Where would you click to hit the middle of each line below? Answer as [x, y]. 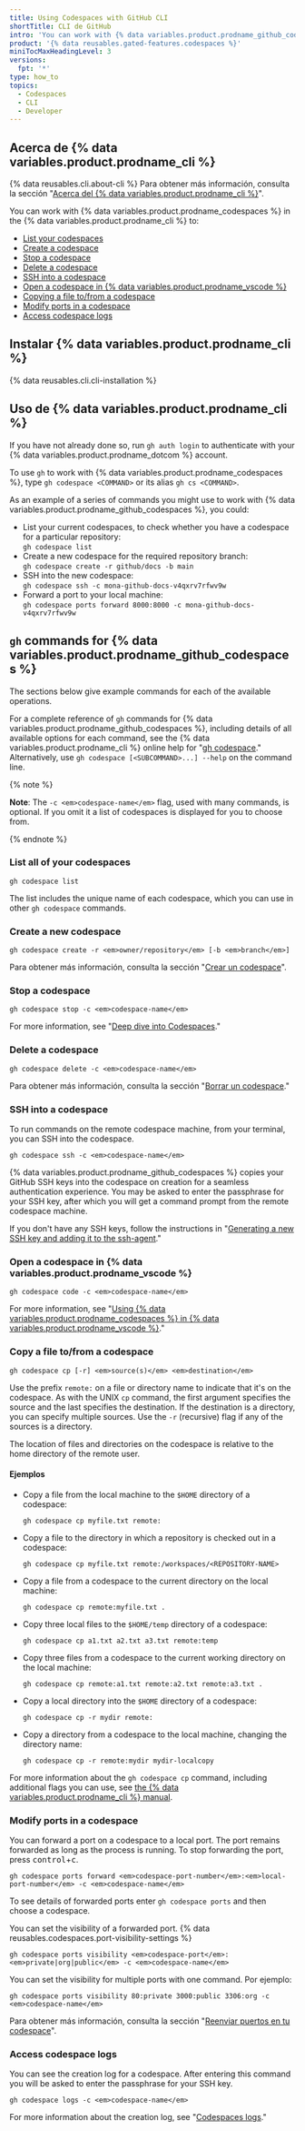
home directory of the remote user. [75, 1453]
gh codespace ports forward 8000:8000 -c [102, 605]
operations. [31, 700]
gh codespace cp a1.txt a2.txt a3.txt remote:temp [120, 1641]
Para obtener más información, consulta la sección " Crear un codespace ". [148, 967]
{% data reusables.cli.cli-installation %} [83, 380]
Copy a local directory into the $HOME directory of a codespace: [139, 1701]
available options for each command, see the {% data [110, 738]
